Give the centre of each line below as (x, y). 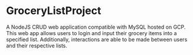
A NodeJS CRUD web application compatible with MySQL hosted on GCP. (96, 27)
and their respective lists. (37, 46)
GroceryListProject (54, 11)
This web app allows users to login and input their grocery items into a (91, 33)
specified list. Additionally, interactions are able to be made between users (97, 39)
